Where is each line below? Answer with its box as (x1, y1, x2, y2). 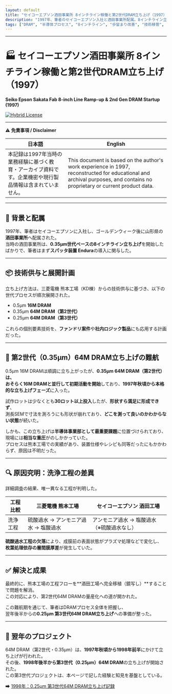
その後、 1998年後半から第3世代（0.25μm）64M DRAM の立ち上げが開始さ (5, 660, 164, 666)
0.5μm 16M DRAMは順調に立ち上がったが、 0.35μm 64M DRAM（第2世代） (5, 368, 165, 374)
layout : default (5, 7, 40, 13)
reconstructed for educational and (68, 170, 150, 177)
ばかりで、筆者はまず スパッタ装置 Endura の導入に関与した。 (5, 247, 134, 253)
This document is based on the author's (68, 157, 164, 164)
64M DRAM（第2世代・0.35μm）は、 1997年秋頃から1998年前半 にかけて (5, 647, 159, 653)
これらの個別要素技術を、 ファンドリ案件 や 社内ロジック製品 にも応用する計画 (5, 325, 167, 331)
